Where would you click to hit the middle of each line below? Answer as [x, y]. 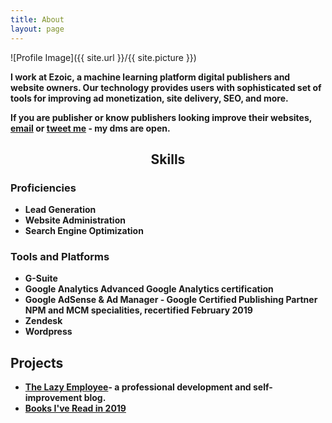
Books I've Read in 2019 [75, 408]
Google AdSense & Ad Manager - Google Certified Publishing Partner [171, 300]
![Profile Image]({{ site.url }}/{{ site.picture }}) [103, 57]
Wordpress [48, 332]
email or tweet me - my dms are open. [90, 128]
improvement [53, 398]
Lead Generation [60, 210]
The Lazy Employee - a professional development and [138, 387]
